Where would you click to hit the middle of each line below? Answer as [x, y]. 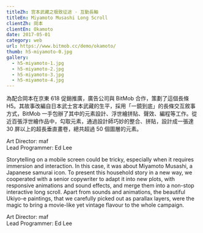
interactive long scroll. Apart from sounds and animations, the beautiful [96, 192]
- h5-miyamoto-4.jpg [38, 80]
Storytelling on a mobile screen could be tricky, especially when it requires [100, 160]
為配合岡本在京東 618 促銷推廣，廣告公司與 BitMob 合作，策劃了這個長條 [98, 98]
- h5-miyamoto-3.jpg [38, 75]
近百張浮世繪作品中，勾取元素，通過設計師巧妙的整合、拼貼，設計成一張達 [100, 121]
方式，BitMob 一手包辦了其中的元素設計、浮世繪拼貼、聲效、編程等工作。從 [102, 114]
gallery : [17, 57]
